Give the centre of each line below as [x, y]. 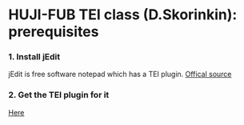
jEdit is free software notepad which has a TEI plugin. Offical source [120, 75]
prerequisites [54, 32]
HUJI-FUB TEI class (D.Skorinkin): [123, 15]
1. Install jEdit [34, 57]
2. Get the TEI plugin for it [59, 95]
